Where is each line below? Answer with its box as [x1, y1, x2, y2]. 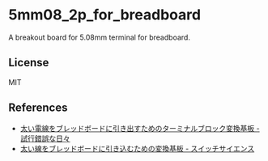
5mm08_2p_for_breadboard [8, 6, 201, 24]
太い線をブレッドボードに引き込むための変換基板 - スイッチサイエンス [19, 143, 255, 153]
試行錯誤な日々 [19, 133, 70, 143]
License [8, 56, 49, 70]
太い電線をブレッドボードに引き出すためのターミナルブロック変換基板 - [19, 123, 261, 133]
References [8, 101, 68, 115]
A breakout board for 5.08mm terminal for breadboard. [8, 32, 190, 42]
